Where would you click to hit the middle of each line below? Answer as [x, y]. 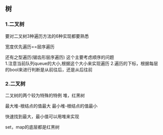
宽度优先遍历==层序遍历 [30, 47]
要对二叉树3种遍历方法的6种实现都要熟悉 [47, 36]
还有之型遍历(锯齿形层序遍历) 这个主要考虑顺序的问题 [60, 57]
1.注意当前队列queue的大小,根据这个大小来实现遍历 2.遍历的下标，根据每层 [81, 63]
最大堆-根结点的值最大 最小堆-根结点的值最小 [51, 106]
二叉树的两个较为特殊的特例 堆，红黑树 [45, 95]
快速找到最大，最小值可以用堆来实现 [42, 116]
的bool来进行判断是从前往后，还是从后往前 [49, 69]
